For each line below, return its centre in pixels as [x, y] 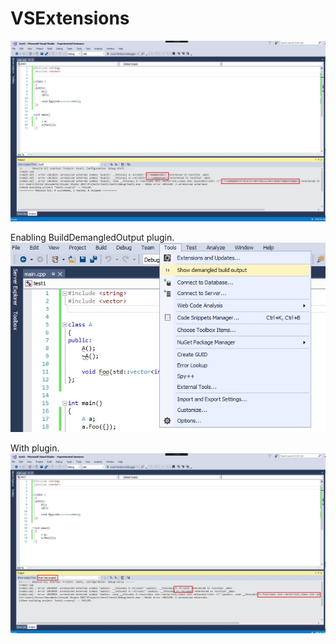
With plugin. [35, 448]
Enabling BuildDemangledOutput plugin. [92, 237]
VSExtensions [70, 18]
